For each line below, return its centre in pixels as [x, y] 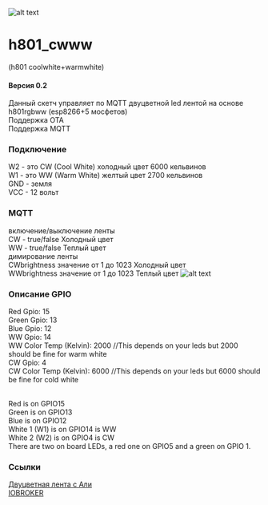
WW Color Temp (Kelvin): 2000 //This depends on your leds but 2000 [123, 345]
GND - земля [30, 184]
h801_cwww [50, 45]
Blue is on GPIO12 [38, 421]
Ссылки [25, 467]
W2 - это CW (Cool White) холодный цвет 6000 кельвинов [107, 167]
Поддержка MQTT [39, 129]
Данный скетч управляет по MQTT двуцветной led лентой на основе [126, 103]
